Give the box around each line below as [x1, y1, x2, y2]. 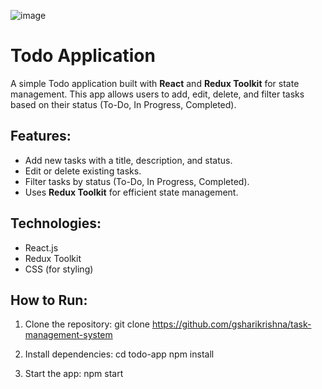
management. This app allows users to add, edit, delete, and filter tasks [10, 88, 305, 100]
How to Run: [10, 291, 88, 309]
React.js [24, 241, 59, 254]
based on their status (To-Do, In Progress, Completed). [10, 98, 237, 110]
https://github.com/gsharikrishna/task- [151, 318, 312, 330]
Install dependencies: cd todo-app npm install [24, 348, 215, 360]
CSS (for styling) [24, 263, 94, 275]
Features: [10, 128, 72, 145]
